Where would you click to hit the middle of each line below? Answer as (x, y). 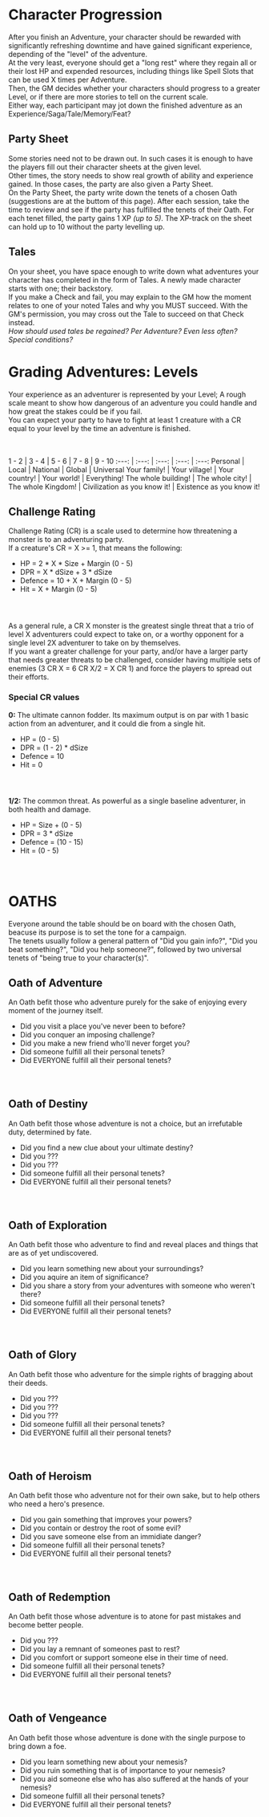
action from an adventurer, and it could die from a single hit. (107, 723)
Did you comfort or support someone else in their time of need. (124, 1658)
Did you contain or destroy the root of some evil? (100, 1528)
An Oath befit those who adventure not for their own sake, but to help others (134, 1495)
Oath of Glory (43, 1355)
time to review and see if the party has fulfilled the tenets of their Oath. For (131, 210)
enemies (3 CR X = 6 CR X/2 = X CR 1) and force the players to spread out (130, 668)
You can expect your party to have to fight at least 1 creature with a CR (125, 420)
